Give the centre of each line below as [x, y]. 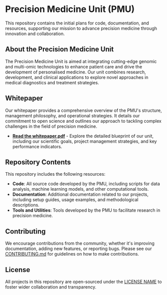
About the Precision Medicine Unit [59, 49]
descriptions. [26, 205]
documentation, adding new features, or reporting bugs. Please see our [79, 249]
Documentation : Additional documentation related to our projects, [80, 194]
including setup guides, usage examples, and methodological [75, 200]
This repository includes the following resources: [55, 174]
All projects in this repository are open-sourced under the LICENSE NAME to [83, 282]
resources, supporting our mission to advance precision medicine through [81, 28]
